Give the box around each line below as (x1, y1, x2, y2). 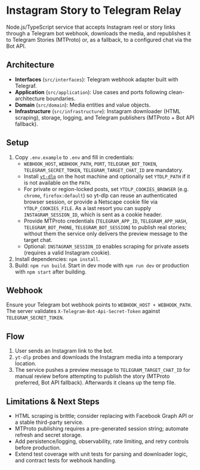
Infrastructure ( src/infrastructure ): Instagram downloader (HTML (14, 107, 181, 114)
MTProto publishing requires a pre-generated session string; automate (14, 425, 189, 432)
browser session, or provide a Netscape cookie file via (23, 198, 158, 205)
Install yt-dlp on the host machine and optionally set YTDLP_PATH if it (23, 172, 190, 180)
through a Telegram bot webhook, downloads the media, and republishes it (6, 29, 191, 37)
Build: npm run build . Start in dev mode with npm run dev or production (14, 262, 189, 269)
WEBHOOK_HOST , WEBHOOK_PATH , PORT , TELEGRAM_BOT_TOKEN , (23, 160, 158, 167)
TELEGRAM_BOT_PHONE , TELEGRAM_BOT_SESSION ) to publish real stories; (23, 223, 187, 231)
